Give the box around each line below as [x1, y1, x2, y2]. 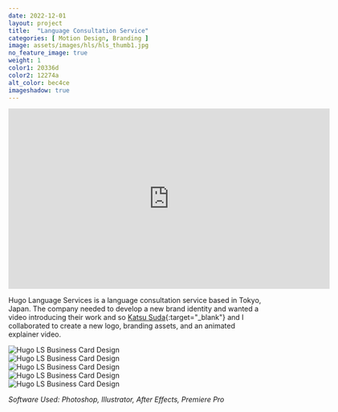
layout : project [8, 19, 63, 27]
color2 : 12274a [8, 71, 59, 79]
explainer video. [8, 329, 62, 339]
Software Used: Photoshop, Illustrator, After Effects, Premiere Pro [8, 394, 225, 405]
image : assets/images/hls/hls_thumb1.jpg [8, 42, 149, 50]
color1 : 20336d [8, 64, 59, 72]
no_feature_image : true [8, 49, 88, 57]
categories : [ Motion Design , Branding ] [8, 34, 149, 42]
